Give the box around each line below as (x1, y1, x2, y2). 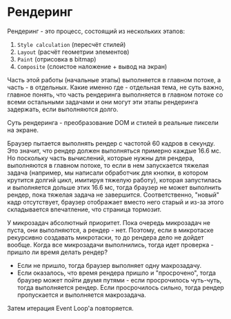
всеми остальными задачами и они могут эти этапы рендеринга (7, 97, 199, 106)
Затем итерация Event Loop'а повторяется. (7, 304, 134, 312)
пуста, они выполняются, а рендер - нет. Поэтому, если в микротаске (7, 226, 214, 234)
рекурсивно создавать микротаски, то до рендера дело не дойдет (7, 233, 205, 242)
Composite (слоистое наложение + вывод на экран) (17, 62, 168, 70)
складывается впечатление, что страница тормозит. (7, 205, 162, 213)
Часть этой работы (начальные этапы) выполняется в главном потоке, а (7, 75, 221, 84)
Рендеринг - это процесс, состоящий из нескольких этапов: (7, 27, 185, 35)
